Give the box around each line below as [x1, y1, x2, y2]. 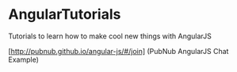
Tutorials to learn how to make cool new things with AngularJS [8, 31, 212, 41]
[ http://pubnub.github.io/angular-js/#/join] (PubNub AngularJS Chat [8, 46, 229, 56]
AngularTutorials [8, 5, 121, 23]
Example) [8, 55, 40, 64]
